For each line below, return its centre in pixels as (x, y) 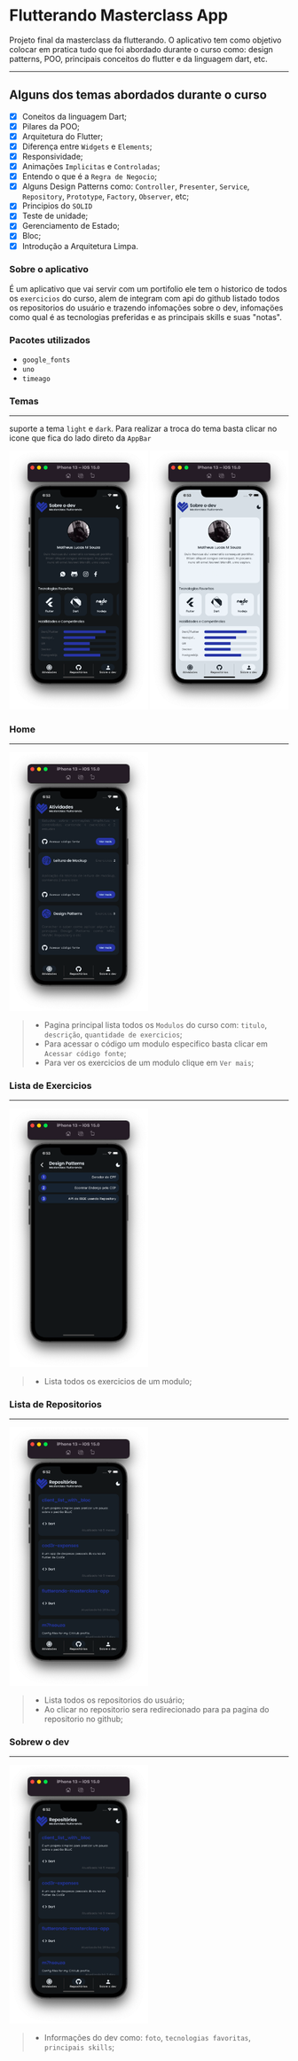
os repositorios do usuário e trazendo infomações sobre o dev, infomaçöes (146, 308)
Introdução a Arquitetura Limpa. (80, 246)
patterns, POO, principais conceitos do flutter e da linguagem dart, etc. (138, 59)
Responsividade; (52, 157)
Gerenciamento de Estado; (71, 226)
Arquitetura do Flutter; (63, 136)
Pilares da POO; (51, 126)
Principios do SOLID (57, 206)
